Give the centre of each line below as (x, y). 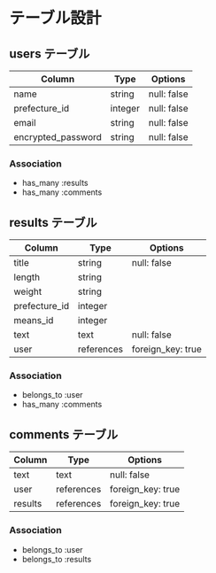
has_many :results (55, 183)
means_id (34, 321)
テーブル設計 (55, 18)
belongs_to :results (57, 559)
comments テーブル (64, 434)
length (27, 277)
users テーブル (50, 54)
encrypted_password (58, 137)
